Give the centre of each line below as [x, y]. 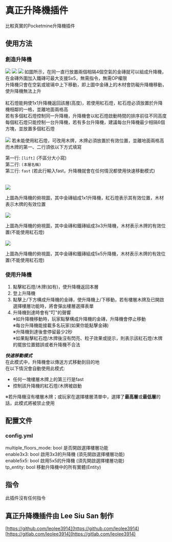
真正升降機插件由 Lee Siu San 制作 [60, 516]
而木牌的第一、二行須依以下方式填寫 [44, 147]
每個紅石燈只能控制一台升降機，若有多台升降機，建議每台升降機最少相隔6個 [85, 122]
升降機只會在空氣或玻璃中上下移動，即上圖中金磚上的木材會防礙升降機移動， [86, 84]
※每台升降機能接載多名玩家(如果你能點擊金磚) [61, 325]
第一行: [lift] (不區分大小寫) [36, 158]
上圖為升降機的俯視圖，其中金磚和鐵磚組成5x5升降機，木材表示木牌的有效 [83, 254]
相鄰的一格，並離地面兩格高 [39, 109]
